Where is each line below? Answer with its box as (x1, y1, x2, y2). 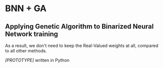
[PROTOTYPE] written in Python (5, 57, 70, 63)
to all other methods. (5, 48, 47, 53)
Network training (5, 30, 58, 38)
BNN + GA (5, 3, 47, 14)
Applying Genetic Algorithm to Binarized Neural (5, 22, 154, 31)
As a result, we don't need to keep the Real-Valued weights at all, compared (5, 43, 159, 49)
